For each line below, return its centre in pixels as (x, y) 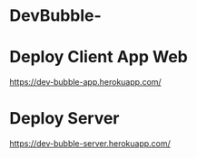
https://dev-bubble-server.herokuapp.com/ (90, 144)
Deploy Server (64, 119)
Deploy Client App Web (99, 57)
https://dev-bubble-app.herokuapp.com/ (85, 82)
